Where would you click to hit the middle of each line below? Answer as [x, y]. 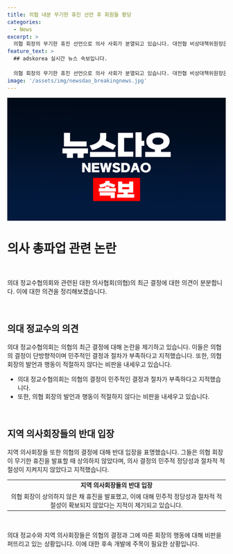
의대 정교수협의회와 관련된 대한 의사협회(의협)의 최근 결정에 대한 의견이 [103, 282]
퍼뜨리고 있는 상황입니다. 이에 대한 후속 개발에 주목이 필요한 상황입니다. [103, 544]
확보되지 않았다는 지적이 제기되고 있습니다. [126, 505]
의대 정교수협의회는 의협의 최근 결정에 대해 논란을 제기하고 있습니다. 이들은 [108, 347]
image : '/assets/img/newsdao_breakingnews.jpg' [77, 81]
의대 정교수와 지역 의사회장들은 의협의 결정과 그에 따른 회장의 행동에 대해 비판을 [114, 535]
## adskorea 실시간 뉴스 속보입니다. [61, 59]
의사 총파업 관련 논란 [62, 249]
